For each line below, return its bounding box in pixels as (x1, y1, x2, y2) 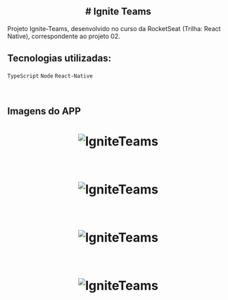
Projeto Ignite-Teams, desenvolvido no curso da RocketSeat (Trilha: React (7, 24, 221, 32)
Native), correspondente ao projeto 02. (7, 32, 121, 40)
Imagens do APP (7, 105, 81, 117)
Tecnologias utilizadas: (7, 52, 111, 64)
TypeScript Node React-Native (7, 72, 94, 80)
